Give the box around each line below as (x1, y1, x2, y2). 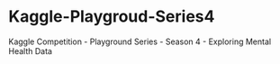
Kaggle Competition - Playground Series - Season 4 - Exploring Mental (8, 36, 272, 47)
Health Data (8, 45, 53, 56)
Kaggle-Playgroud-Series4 (8, 6, 215, 27)
